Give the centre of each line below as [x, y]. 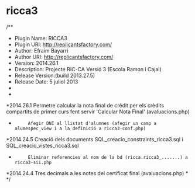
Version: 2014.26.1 [36, 63]
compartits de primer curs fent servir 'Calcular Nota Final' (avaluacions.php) [98, 112]
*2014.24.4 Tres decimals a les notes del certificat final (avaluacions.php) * [97, 173]
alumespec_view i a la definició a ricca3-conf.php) [80, 128]
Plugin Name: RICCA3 [41, 38]
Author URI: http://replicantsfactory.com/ [64, 57]
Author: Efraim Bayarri [41, 50]
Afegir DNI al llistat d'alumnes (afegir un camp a [92, 123]
